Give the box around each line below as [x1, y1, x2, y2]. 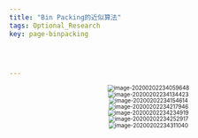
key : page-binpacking [9, 29, 89, 38]
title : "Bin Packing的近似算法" [9, 12, 122, 22]
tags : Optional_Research [9, 21, 101, 30]
